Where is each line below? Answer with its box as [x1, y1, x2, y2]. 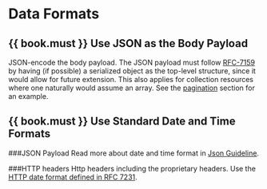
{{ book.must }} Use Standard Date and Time [8, 115, 236, 128]
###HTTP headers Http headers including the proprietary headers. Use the [8, 163, 256, 173]
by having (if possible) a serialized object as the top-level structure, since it [8, 66, 256, 76]
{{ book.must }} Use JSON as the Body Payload [8, 37, 249, 50]
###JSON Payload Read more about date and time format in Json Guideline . [8, 148, 260, 158]
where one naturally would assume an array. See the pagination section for [8, 83, 256, 93]
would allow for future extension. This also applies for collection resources [8, 75, 254, 84]
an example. [8, 92, 49, 100]
